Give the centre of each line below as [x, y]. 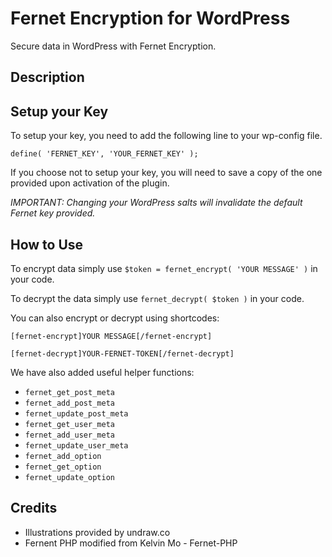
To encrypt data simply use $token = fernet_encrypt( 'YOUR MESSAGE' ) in [164, 268]
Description [47, 77]
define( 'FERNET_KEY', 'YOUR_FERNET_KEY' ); [104, 154]
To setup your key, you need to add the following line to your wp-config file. [166, 136]
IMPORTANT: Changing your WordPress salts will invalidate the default [156, 203]
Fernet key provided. [53, 213]
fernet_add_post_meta [69, 403]
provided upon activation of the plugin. [90, 183]
